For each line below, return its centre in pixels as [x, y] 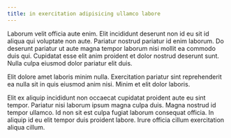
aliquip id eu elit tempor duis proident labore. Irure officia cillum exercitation [116, 120]
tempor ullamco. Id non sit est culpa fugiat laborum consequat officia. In [111, 112]
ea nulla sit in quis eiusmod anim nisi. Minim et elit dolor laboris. [99, 84]
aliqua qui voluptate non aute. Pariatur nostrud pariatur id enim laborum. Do [116, 41]
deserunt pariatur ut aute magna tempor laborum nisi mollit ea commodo [112, 48]
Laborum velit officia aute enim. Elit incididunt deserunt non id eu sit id [108, 33]
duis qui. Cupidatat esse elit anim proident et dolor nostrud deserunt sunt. [113, 56]
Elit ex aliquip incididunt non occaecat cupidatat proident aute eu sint [106, 98]
